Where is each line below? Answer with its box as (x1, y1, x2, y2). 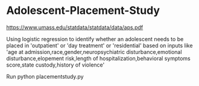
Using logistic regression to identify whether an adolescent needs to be (6, 35, 184, 42)
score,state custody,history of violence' (6, 61, 105, 68)
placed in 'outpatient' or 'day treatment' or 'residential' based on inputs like (6, 42, 193, 49)
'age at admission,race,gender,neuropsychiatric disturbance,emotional (6, 48, 182, 55)
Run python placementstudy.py (6, 73, 84, 80)
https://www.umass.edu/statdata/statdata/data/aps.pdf (6, 24, 144, 31)
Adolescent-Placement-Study (6, 4, 160, 18)
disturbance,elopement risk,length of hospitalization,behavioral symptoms (6, 55, 191, 62)
